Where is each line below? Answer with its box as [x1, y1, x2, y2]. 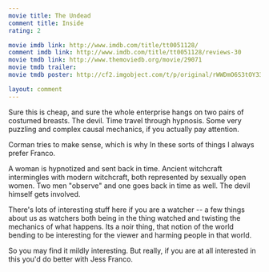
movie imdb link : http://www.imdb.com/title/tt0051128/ [8, 41, 199, 49]
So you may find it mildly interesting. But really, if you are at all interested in [8, 246, 256, 255]
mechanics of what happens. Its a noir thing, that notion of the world [8, 222, 235, 231]
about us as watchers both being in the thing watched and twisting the [8, 213, 241, 222]
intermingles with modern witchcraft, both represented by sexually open [8, 172, 247, 182]
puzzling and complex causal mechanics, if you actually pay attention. [8, 124, 240, 134]
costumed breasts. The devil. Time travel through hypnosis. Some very [8, 115, 242, 125]
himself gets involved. [8, 189, 81, 198]
